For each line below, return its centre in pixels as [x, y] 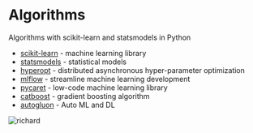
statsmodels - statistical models [73, 62]
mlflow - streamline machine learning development [105, 79]
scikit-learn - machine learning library [83, 53]
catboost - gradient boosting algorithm [85, 96]
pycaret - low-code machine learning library [94, 88]
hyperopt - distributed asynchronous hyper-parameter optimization [133, 70]
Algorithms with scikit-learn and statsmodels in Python [100, 37]
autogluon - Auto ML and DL [67, 105]
